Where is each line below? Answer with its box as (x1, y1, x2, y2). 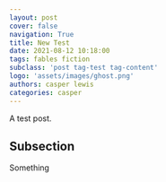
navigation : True (9, 30, 74, 39)
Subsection (9, 138, 75, 153)
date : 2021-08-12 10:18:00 (9, 47, 110, 56)
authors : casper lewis (9, 80, 94, 89)
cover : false (9, 22, 58, 30)
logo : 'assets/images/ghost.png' (9, 72, 135, 81)
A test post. (9, 113, 52, 124)
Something (9, 162, 49, 173)
